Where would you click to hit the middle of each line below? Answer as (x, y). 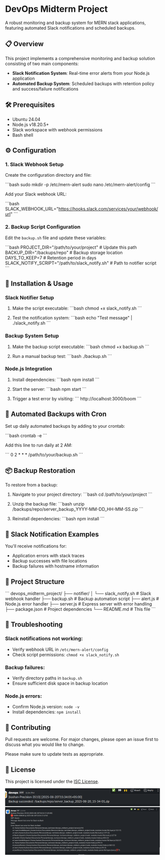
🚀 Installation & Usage (39, 283)
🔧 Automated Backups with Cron (56, 414)
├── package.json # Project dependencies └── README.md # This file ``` (81, 609)
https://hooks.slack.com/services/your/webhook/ (108, 209)
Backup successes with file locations (50, 561)
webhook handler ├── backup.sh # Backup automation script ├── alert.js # (82, 599)
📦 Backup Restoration (40, 471)
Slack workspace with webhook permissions (57, 129)
